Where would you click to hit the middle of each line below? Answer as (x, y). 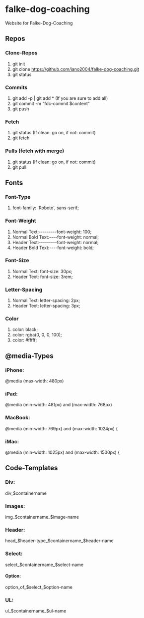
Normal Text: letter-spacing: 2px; (46, 301)
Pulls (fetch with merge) (35, 151)
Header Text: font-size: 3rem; (42, 277)
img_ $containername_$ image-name (42, 517)
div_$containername (26, 493)
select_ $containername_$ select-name (44, 565)
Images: (15, 506)
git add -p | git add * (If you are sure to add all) (60, 98)
